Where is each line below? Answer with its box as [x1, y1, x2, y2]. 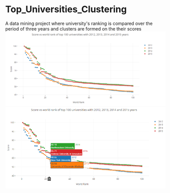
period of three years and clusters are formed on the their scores [5, 25, 141, 31]
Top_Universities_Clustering [5, 4, 127, 15]
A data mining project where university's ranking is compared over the [5, 20, 153, 26]
